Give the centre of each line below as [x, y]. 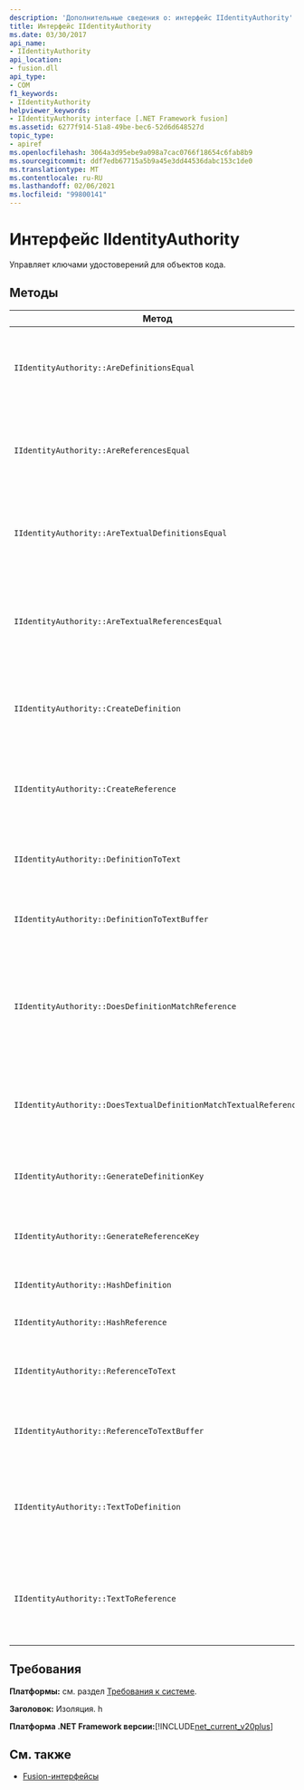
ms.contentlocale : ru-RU [56, 178]
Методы [34, 293]
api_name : [28, 43]
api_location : [36, 60]
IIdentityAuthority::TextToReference [95, 1598]
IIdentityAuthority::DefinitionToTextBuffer [111, 919]
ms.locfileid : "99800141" [58, 195]
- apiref [26, 144]
